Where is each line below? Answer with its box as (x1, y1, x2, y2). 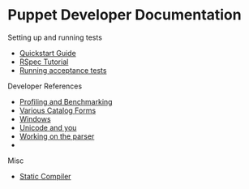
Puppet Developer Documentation (7, 6, 242, 24)
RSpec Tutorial (19, 57, 69, 67)
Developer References (7, 81, 83, 91)
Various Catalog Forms (19, 105, 97, 115)
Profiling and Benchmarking (19, 97, 113, 106)
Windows (19, 114, 51, 123)
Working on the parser (19, 131, 95, 141)
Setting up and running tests (7, 32, 103, 42)
